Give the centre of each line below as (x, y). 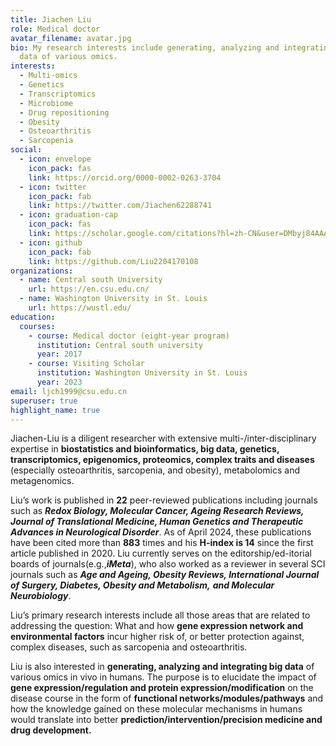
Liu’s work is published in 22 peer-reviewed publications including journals (164, 500)
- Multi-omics (48, 76)
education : (33, 317)
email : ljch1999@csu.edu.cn (69, 391)
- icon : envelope (55, 159)
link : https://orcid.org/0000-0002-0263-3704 (125, 177)
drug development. (51, 730)
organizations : (42, 271)
